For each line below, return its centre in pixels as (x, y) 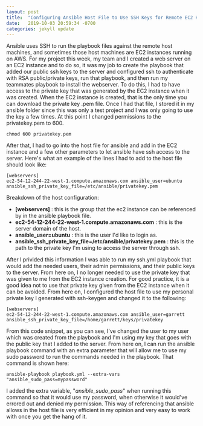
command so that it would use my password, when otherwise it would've (97, 398)
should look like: (27, 165)
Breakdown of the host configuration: (53, 198)
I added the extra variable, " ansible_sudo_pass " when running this (89, 391)
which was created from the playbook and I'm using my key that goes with (99, 338)
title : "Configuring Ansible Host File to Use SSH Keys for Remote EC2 (100, 18)
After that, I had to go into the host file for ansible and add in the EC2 (92, 145)
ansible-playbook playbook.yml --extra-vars (63, 375)
